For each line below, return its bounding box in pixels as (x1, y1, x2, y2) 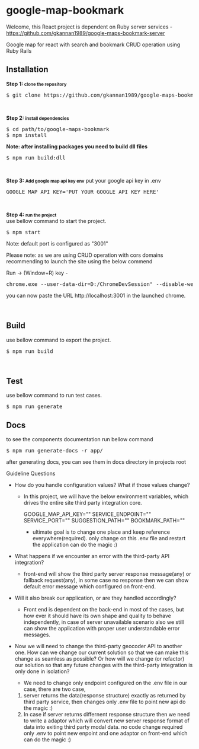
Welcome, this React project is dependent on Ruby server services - (6, 23, 173, 30)
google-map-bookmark (6, 4, 124, 17)
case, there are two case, (23, 686, 86, 693)
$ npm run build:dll (6, 154, 66, 161)
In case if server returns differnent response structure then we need (23, 711, 190, 718)
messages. (23, 631, 50, 638)
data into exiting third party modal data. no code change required (23, 723, 183, 731)
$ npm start (6, 229, 41, 235)
